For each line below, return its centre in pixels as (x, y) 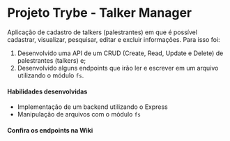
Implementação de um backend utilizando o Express (93, 107)
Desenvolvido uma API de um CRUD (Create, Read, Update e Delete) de (120, 53)
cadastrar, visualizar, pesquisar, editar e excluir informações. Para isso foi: (114, 39)
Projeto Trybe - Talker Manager (100, 13)
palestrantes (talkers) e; (51, 60)
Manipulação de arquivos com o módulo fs (79, 114)
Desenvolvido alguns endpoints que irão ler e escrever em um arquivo (118, 68)
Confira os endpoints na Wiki (50, 130)
